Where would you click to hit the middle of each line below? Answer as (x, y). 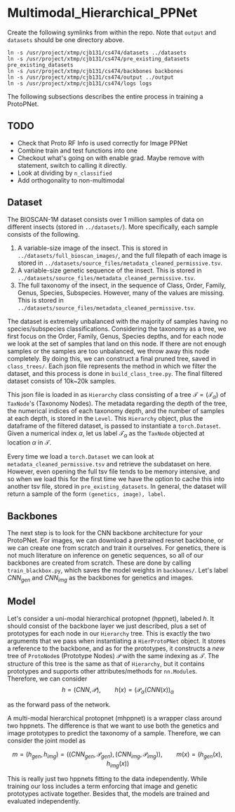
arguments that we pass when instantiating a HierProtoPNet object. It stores (116, 641)
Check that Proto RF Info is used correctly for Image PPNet (102, 143)
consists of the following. (43, 234)
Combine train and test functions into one (78, 150)
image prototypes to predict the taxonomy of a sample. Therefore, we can (114, 733)
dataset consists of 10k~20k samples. (62, 381)
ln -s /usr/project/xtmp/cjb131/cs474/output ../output (90, 77)
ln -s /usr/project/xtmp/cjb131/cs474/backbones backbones (95, 71)
